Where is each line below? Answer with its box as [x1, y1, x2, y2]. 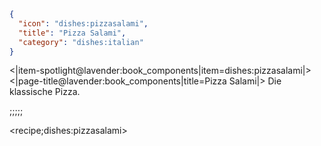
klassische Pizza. [9, 86, 81, 98]
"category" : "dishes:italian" [18, 37, 144, 47]
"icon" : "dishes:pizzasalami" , [18, 18, 149, 29]
